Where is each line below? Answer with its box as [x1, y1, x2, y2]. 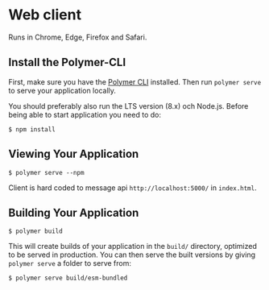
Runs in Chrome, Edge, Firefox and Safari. [8, 32, 147, 42]
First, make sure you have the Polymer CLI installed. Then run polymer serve [8, 77, 262, 86]
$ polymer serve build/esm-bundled [8, 274, 128, 283]
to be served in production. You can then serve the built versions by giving [8, 250, 256, 259]
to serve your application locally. [8, 85, 117, 95]
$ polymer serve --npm [8, 168, 85, 176]
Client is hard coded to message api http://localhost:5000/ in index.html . [8, 183, 257, 193]
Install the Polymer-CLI [8, 56, 126, 69]
